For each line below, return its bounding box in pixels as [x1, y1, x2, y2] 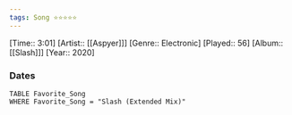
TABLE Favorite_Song [9, 89, 87, 98]
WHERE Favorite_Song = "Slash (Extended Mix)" [9, 97, 186, 106]
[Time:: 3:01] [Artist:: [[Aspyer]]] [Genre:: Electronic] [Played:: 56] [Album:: [9, 37, 284, 48]
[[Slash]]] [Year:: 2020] [9, 46, 96, 58]
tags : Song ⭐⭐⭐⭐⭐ [9, 12, 78, 22]
